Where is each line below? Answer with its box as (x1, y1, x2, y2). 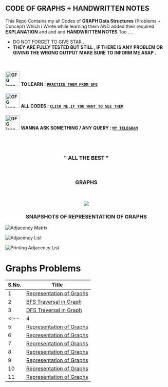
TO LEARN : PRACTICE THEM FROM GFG (21, 81, 98, 87)
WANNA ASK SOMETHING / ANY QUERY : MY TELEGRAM (21, 124, 138, 131)
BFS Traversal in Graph (26, 298, 82, 305)
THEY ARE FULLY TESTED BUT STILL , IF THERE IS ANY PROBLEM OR (12, 44, 163, 50)
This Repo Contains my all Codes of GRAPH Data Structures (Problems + (5, 17, 161, 24)
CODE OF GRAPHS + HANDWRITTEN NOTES (5, 4, 150, 13)
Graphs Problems (5, 263, 81, 274)
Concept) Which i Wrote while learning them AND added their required (5, 23, 155, 29)
